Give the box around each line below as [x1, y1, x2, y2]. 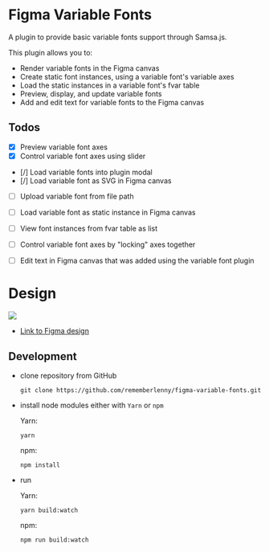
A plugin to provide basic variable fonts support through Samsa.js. [8, 32, 227, 42]
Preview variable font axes [19, 142, 108, 152]
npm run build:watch [19, 536, 89, 544]
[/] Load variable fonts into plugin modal [19, 167, 153, 177]
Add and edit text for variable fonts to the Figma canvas [19, 97, 205, 107]
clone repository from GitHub [19, 370, 117, 380]
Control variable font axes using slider [19, 151, 146, 161]
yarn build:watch [19, 506, 79, 514]
